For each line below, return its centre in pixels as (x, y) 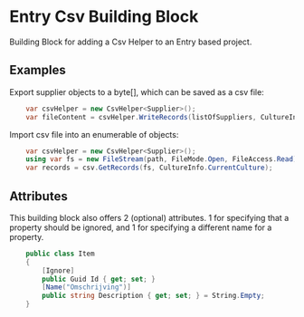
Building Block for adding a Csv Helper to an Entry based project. (131, 42)
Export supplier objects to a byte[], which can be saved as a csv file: (137, 91)
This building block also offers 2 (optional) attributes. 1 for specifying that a (149, 217)
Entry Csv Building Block (104, 17)
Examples (38, 70)
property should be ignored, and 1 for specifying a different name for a (141, 227)
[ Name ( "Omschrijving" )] (86, 287)
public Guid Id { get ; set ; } (99, 279)
